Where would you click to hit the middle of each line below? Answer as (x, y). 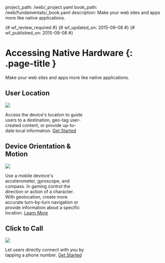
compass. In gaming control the (38, 186)
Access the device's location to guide (44, 114)
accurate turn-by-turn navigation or (42, 202)
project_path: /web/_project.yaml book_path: (51, 7)
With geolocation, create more (36, 196)
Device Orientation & (38, 146)
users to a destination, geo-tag (37, 120)
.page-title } (31, 64)
